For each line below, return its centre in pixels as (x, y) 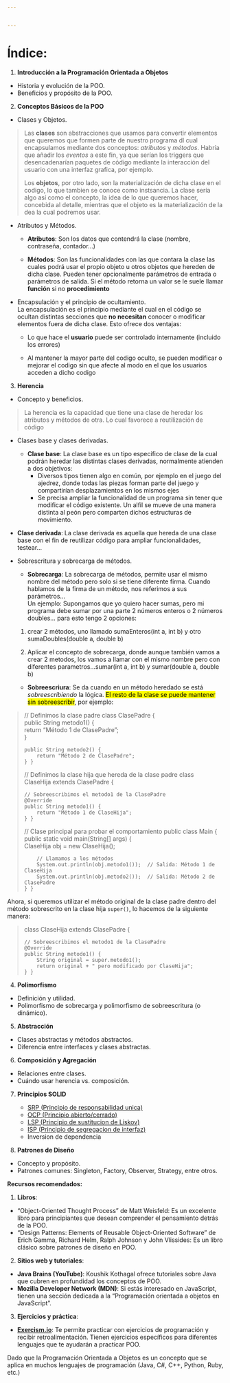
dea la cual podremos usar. (62, 212)
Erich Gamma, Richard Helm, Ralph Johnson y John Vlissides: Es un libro (120, 1240)
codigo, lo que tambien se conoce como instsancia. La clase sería (117, 190)
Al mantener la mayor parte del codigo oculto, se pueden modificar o (125, 358)
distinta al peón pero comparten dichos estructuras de (115, 512)
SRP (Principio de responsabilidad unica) (85, 1107)
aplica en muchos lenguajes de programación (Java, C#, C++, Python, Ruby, (115, 1365)
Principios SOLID (42, 1094)
